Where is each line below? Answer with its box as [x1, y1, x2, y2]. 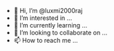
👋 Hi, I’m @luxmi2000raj [13, 7, 83, 14]
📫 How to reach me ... [13, 37, 78, 44]
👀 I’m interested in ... [13, 14, 73, 22]
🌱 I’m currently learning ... [13, 21, 88, 29]
